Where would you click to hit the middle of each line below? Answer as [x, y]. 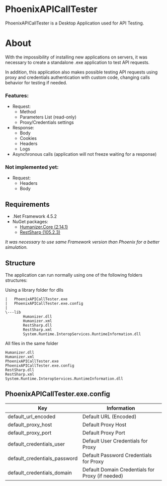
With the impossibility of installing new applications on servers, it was [76, 57]
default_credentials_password [43, 458]
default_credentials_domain [40, 473]
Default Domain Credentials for [119, 470]
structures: [16, 280]
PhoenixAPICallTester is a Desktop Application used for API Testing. [75, 23]
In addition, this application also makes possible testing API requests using [82, 72]
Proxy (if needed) [103, 476]
